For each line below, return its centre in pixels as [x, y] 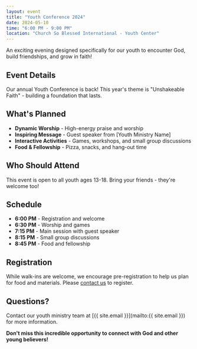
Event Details [31, 75]
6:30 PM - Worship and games [52, 225]
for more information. [32, 322]
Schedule [24, 204]
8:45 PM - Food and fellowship [52, 244]
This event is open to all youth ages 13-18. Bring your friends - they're [91, 180]
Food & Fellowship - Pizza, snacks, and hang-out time [81, 147]
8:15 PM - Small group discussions [57, 238]
